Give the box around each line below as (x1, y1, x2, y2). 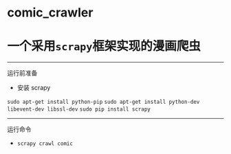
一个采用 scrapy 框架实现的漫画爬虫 (7, 38, 201, 54)
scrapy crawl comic (16, 140, 74, 147)
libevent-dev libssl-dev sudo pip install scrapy (7, 106, 151, 113)
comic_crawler (7, 5, 93, 21)
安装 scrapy (16, 84, 51, 92)
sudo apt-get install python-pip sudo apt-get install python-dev (7, 98, 200, 106)
